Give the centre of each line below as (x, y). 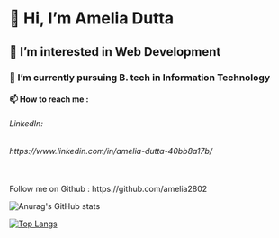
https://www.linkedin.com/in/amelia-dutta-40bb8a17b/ (111, 151)
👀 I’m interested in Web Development (115, 52)
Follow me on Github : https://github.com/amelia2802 (108, 188)
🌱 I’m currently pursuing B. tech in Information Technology (140, 78)
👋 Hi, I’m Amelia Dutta (92, 18)
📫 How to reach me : (49, 99)
